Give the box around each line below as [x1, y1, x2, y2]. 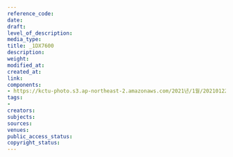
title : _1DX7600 [7, 42, 54, 49]
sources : [7, 119, 33, 127]
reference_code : [7, 10, 54, 17]
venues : [7, 126, 30, 133]
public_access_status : [7, 133, 73, 140]
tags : [7, 94, 23, 101]
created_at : [7, 68, 42, 75]
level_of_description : [7, 29, 73, 37]
